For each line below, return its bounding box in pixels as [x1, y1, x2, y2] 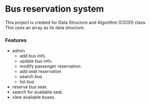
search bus [19, 74, 43, 80]
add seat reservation [19, 69, 62, 74]
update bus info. [19, 58, 53, 64]
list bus [19, 79, 34, 85]
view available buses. [12, 94, 56, 100]
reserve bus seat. [12, 84, 48, 90]
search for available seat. [12, 89, 64, 95]
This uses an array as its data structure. [5, 24, 85, 30]
